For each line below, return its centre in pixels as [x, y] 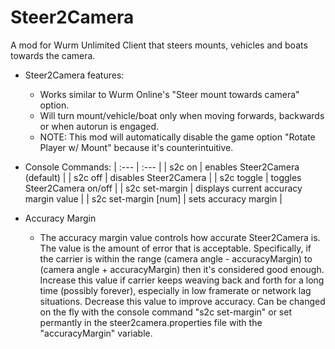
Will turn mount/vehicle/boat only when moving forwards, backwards [182, 115]
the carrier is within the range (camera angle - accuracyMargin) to [176, 258]
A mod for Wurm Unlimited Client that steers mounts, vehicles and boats [159, 45]
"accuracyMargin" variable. [96, 333]
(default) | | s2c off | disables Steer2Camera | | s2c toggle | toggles [163, 177]
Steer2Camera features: [74, 75]
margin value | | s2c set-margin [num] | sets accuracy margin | [153, 198]
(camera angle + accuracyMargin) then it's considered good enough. [182, 269]
